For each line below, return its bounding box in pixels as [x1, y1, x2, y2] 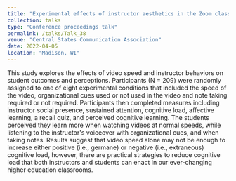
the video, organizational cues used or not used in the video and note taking [7, 90, 228, 99]
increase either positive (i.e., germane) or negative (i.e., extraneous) [7, 143, 204, 152]
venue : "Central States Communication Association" [7, 36, 162, 43]
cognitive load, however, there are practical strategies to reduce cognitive [7, 150, 221, 159]
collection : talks [7, 17, 61, 24]
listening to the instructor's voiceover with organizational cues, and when [7, 128, 219, 137]
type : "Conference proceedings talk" [7, 23, 118, 30]
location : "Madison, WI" [7, 50, 80, 57]
